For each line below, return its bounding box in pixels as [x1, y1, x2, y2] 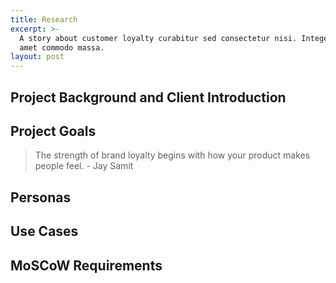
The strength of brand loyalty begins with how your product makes [34, 149, 311, 161]
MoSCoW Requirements [10, 257, 163, 274]
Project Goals [10, 122, 97, 140]
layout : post [10, 52, 65, 62]
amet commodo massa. [19, 42, 105, 53]
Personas [10, 189, 72, 206]
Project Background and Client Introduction [10, 89, 287, 106]
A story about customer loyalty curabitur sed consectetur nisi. [19, 33, 298, 43]
